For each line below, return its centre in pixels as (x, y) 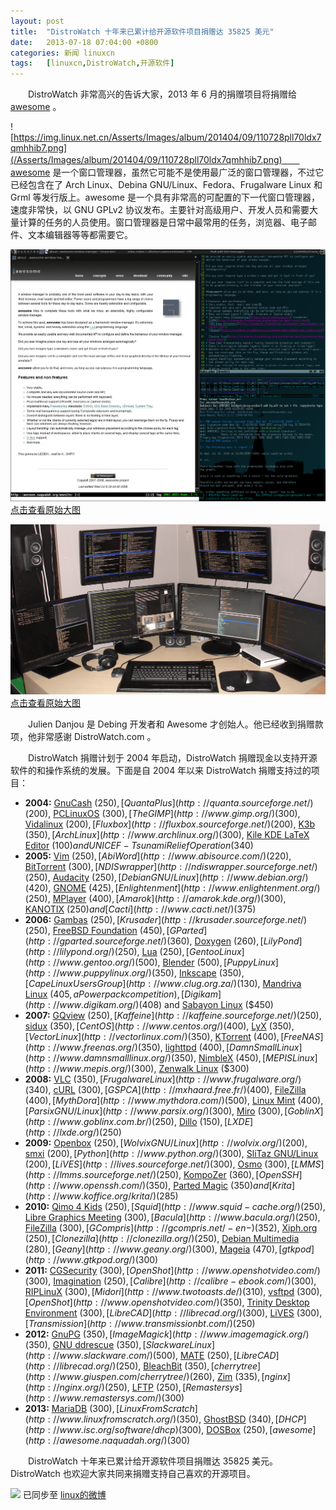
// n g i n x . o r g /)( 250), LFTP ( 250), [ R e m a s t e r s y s (146, 1387)
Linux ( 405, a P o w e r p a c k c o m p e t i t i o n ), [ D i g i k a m (121, 994)
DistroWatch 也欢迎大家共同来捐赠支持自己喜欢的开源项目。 (133, 1474)
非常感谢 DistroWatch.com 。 (96, 737)
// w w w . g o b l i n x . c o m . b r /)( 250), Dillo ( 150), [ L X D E (152, 1122)
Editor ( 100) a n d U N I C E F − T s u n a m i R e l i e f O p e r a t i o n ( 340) (139, 846)
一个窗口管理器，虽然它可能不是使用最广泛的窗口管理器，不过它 (193, 172)
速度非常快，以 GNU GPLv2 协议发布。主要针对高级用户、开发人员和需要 (160, 210)
